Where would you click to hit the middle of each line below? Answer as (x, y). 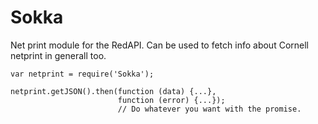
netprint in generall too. (58, 55)
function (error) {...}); (171, 100)
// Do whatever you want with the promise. (209, 109)
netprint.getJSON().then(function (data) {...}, (113, 91)
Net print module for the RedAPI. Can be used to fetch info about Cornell (159, 45)
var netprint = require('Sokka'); (82, 74)
